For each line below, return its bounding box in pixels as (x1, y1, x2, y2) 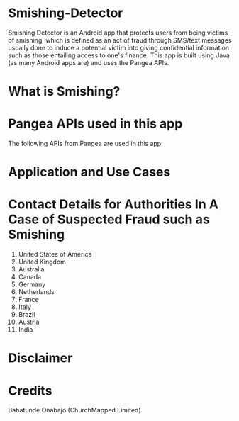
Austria (18, 318, 40, 327)
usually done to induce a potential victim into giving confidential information (8, 43, 230, 52)
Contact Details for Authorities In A (8, 196, 219, 213)
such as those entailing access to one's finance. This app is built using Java (8, 51, 230, 60)
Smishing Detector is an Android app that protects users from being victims (8, 28, 228, 37)
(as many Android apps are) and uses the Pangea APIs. (8, 58, 169, 67)
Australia (18, 265, 45, 274)
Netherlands (18, 288, 55, 296)
